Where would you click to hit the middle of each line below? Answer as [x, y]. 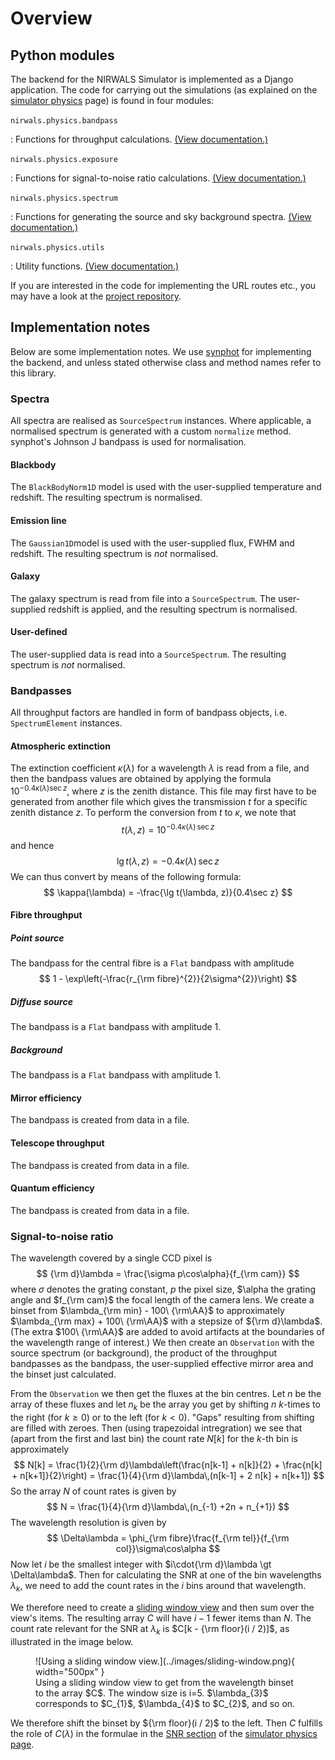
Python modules [62, 55]
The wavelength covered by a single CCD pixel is [111, 1258]
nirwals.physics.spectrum [64, 198]
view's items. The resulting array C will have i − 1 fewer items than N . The [161, 1618]
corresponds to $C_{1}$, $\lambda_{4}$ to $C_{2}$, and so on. [165, 1703]
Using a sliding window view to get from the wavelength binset [164, 1682]
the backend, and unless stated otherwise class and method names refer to [166, 362]
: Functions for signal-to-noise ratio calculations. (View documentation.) [158, 178]
